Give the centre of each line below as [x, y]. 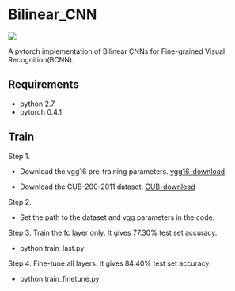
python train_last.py [52, 248]
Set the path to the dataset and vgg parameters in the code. [117, 217]
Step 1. [19, 156]
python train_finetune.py [59, 278]
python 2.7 [37, 104]
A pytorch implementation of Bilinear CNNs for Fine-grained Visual [117, 51]
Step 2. [20, 202]
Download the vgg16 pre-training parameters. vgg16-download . [123, 171]
